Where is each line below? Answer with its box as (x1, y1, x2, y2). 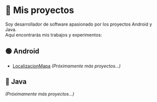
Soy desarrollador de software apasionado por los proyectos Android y (5, 21, 152, 27)
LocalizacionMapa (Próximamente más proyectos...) (12, 63, 121, 69)
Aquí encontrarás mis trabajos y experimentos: (5, 32, 102, 38)
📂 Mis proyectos (5, 5, 74, 16)
